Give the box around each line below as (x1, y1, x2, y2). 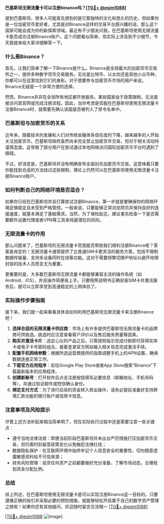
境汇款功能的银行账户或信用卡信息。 (12, 393, 85, 399)
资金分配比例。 (16, 466, 47, 472)
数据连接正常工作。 (12, 356, 51, 362)
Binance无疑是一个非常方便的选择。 (5, 83, 77, 90)
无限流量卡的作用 (5, 230, 45, 237)
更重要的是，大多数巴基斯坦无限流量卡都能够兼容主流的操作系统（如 (5, 271, 142, 277)
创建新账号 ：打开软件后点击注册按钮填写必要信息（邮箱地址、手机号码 (12, 375, 154, 381)
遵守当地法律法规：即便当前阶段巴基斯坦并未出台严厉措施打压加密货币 (12, 435, 154, 441)
